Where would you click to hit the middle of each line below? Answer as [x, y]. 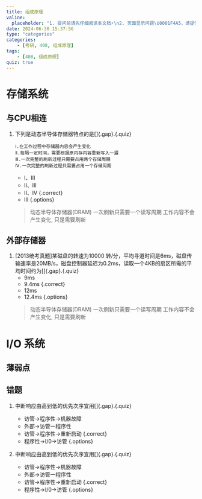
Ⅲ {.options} [39, 199]
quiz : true [20, 62]
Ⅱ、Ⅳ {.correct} [43, 192]
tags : [13, 51]
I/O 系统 [26, 344]
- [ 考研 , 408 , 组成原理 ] [45, 46]
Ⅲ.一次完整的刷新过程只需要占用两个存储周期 [63, 159]
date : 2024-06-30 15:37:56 [40, 29]
